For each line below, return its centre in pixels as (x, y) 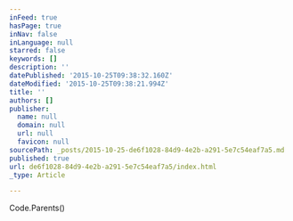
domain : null (41, 126)
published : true (39, 158)
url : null (35, 134)
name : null (37, 117)
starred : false (37, 51)
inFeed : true (33, 17)
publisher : (29, 109)
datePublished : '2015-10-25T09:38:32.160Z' (91, 76)
